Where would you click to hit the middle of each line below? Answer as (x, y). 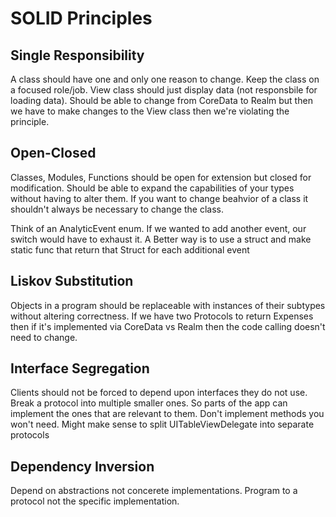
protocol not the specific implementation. (95, 501)
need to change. (44, 337)
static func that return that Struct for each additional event (130, 249)
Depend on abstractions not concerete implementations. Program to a (154, 491)
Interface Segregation (80, 368)
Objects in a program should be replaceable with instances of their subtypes (168, 305)
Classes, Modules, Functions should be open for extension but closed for (161, 177)
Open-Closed (53, 153)
